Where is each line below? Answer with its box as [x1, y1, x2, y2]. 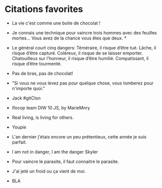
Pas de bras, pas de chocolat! [11, 70, 73, 76]
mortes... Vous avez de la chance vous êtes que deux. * [11, 35, 127, 41]
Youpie [11, 124, 27, 130]
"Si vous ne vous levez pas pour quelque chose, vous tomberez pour [11, 80, 154, 86]
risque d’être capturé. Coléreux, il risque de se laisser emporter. [11, 50, 143, 56]
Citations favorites [4, 3, 83, 15]
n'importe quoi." [11, 85, 45, 91]
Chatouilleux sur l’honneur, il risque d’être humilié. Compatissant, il [11, 55, 149, 61]
